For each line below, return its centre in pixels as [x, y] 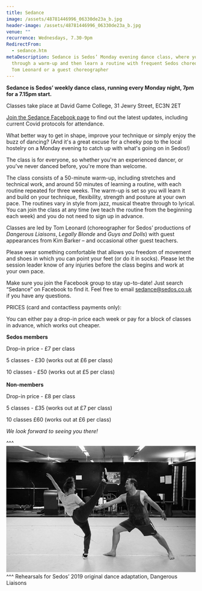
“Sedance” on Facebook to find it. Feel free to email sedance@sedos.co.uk [99, 289]
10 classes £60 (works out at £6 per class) [59, 419]
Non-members [25, 384]
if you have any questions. [39, 295]
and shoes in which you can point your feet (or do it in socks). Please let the [100, 258]
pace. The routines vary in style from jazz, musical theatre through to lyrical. [101, 203]
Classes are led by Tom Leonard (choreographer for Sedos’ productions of [99, 228]
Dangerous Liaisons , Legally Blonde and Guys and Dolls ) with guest [90, 234]
